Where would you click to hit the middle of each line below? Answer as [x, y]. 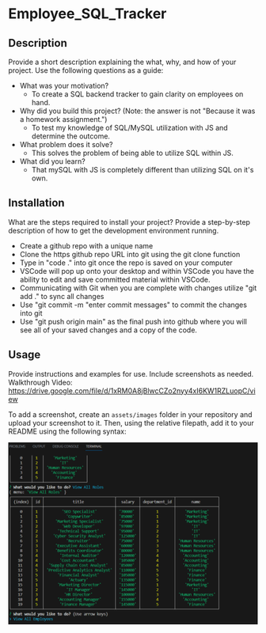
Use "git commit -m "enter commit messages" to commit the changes [133, 305]
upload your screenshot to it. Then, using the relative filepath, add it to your [131, 423]
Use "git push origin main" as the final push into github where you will [133, 321]
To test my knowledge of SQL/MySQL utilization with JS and [129, 128]
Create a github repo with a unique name [86, 245]
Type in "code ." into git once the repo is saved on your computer [126, 263]
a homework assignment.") [63, 119]
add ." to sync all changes [62, 296]
